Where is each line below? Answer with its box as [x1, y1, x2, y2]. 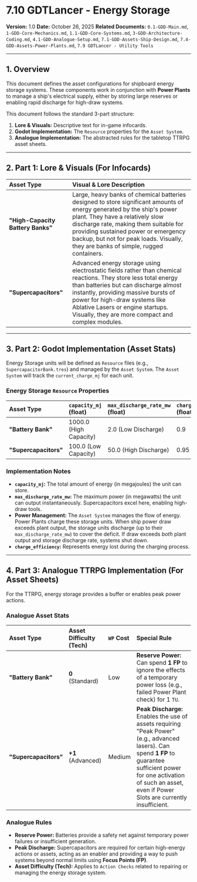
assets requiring [136, 719, 181, 728]
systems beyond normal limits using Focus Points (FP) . [14, 857, 148, 864]
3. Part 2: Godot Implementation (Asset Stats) [6, 344, 176, 354]
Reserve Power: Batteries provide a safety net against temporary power [14, 831, 189, 839]
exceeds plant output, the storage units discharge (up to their [14, 524, 163, 531]
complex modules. [72, 317, 123, 326]
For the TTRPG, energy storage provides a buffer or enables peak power [6, 590, 181, 598]
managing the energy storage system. [14, 869, 107, 876]
